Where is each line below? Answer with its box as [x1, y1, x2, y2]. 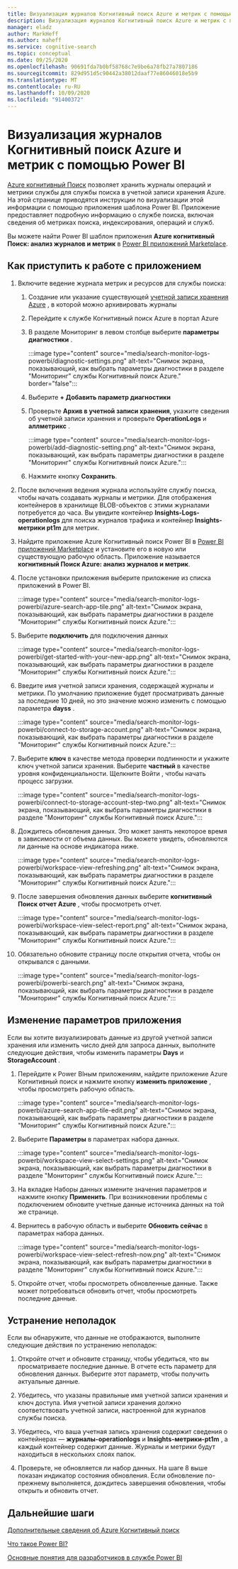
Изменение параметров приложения [7, 1015, 182, 1027]
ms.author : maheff [7, 37, 62, 44]
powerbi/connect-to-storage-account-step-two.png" [17, 798, 173, 807]
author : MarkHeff [7, 30, 59, 38]
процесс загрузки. [17, 777, 74, 785]
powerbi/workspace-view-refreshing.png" [17, 863, 142, 872]
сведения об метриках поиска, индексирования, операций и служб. [7, 218, 215, 226]
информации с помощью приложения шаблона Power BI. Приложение [7, 203, 221, 212]
